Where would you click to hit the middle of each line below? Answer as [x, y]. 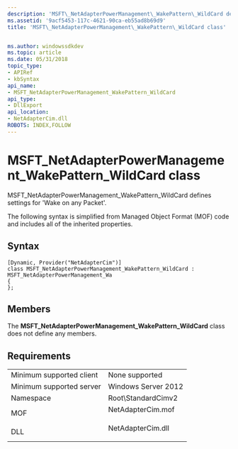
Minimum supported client [55, 375]
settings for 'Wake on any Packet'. [57, 202]
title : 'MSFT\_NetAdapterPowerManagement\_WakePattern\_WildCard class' [117, 27]
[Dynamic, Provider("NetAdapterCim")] [64, 262]
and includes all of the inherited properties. [70, 223]
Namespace [31, 398]
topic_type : [25, 66]
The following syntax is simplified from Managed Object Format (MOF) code [118, 216]
